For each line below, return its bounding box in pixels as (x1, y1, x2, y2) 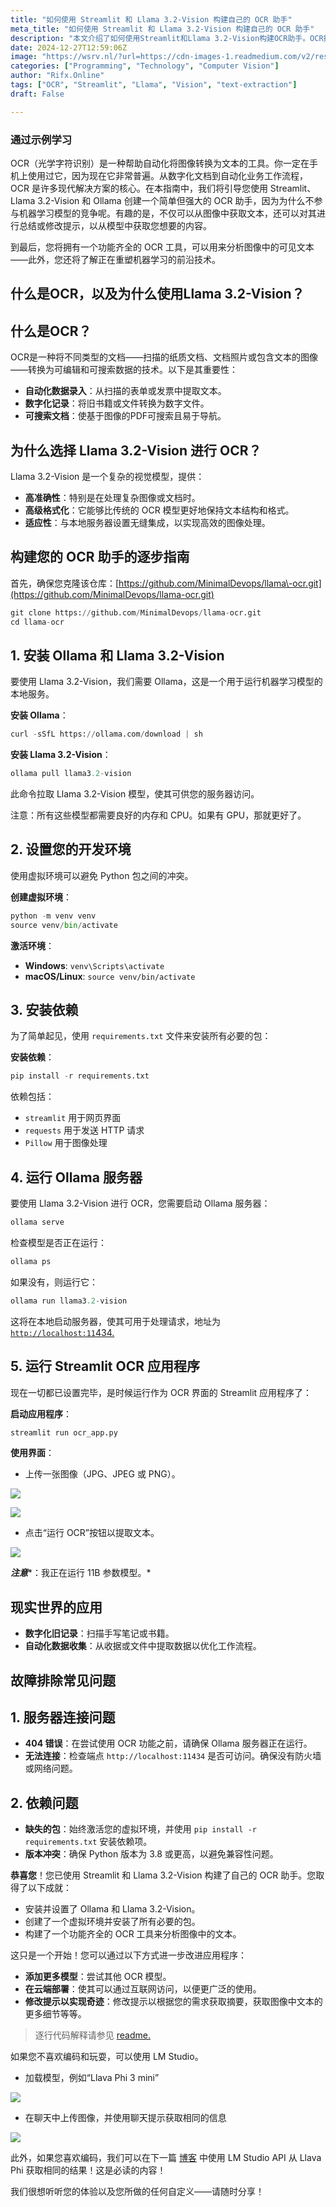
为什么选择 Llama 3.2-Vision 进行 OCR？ (10, 442, 262, 459)
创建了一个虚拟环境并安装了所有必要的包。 (24, 1916, 201, 1928)
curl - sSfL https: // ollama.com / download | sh (10, 729, 203, 740)
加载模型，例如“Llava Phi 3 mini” (24, 2072, 160, 2084)
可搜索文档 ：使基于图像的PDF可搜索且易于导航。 (24, 410, 227, 422)
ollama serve (10, 1217, 65, 1228)
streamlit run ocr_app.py (10, 1427, 118, 1438)
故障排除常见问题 (10, 1672, 116, 1689)
